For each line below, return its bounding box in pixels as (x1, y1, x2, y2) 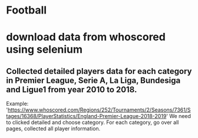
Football (6, 4, 47, 17)
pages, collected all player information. (6, 125, 101, 132)
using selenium (6, 43, 83, 56)
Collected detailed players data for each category (6, 66, 192, 76)
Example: (6, 100, 29, 107)
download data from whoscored (6, 31, 166, 44)
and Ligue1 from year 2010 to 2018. (6, 85, 137, 95)
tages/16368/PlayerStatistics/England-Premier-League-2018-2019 (6, 113, 167, 120)
